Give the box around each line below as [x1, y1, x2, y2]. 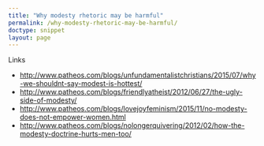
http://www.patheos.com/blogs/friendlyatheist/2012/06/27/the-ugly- [19, 88, 243, 97]
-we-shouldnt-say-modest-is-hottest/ [19, 79, 143, 88]
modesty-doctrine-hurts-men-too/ [19, 129, 132, 139]
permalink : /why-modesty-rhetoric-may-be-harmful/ [8, 19, 178, 27]
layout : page [8, 33, 51, 42]
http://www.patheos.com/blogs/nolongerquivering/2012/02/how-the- [19, 121, 245, 130]
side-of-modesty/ [19, 95, 77, 105]
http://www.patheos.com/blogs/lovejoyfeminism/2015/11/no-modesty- [19, 104, 247, 114]
